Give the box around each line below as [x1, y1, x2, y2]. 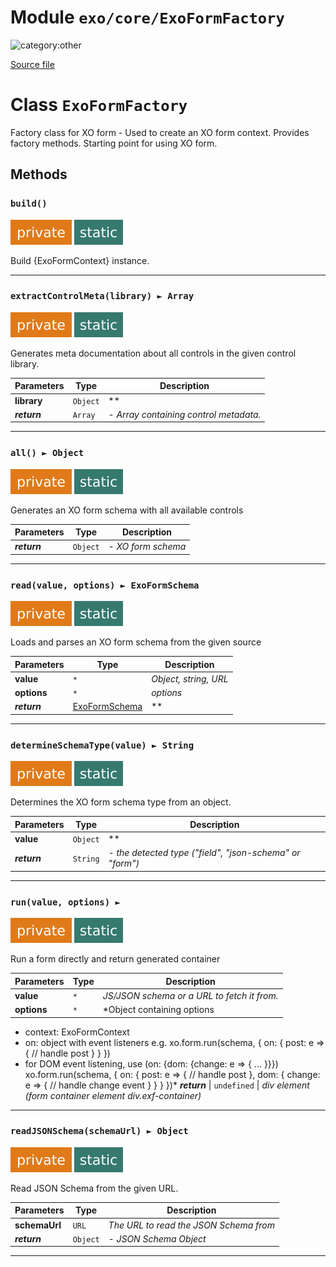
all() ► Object [10, 447, 85, 459]
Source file [10, 58, 55, 70]
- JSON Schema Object [108, 1232, 207, 1245]
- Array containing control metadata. [108, 408, 262, 420]
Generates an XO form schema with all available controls [10, 504, 244, 516]
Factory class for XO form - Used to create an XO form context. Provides [10, 126, 310, 138]
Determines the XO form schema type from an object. [10, 796, 232, 808]
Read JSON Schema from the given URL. [10, 1182, 179, 1194]
